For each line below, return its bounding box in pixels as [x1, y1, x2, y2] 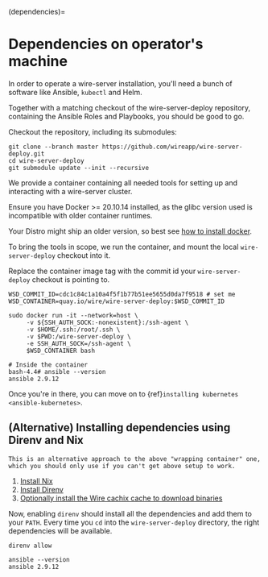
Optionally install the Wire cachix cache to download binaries [19, 493, 223, 503]
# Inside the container [8, 360, 89, 369]
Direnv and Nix [8, 434, 85, 447]
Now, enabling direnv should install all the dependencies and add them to [8, 509, 252, 518]
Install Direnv [19, 484, 64, 494]
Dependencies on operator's [8, 35, 204, 53]
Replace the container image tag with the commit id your [8, 266, 196, 276]
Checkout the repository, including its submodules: [8, 127, 177, 136]
